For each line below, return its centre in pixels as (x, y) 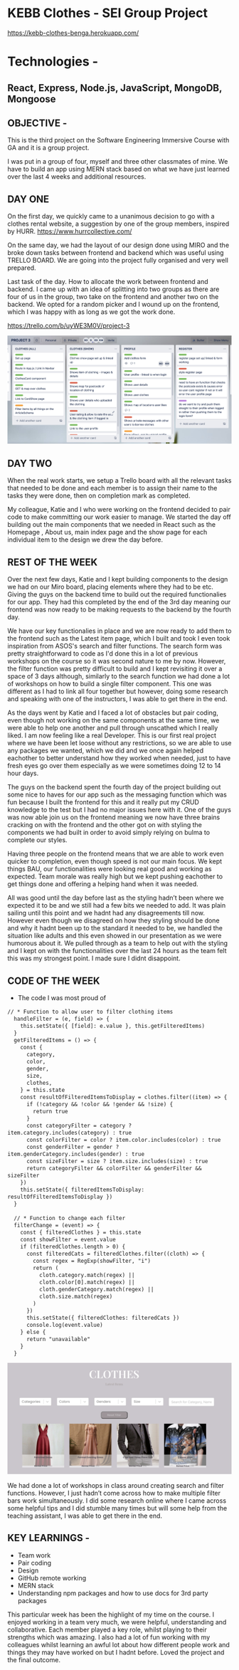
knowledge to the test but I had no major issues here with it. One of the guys (119, 810)
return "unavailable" (58, 1339)
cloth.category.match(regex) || (87, 1275)
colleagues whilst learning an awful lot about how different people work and (118, 1644)
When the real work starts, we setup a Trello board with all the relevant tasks (120, 480)
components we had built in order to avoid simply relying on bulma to (109, 833)
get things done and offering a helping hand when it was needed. (103, 884)
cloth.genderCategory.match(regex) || (96, 1289)
